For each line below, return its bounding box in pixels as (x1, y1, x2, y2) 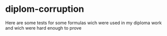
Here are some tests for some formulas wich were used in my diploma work (5, 20, 162, 26)
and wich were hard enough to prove (5, 25, 82, 31)
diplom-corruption (5, 3, 85, 15)
